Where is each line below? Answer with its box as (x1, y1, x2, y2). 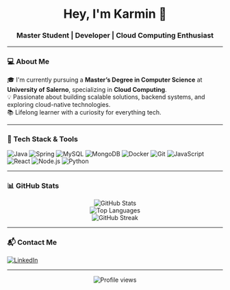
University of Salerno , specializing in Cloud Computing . (7, 85, 167, 93)
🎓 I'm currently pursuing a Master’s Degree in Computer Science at (7, 75, 203, 84)
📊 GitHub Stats (7, 181, 60, 191)
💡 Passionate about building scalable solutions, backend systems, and (7, 93, 205, 101)
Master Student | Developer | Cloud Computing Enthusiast (16, 31, 214, 40)
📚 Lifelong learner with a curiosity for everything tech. (7, 108, 162, 116)
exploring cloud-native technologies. (7, 100, 111, 108)
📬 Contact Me (7, 238, 57, 247)
